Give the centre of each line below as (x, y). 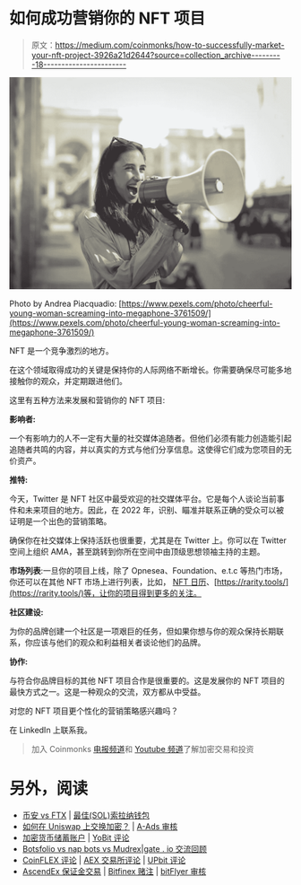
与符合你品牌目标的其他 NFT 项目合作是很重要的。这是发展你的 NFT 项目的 (147, 680)
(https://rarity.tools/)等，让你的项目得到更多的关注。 (105, 592)
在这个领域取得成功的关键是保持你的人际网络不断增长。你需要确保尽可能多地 (150, 370)
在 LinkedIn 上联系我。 (51, 730)
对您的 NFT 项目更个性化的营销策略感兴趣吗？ (94, 711)
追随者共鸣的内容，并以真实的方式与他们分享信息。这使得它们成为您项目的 (146, 449)
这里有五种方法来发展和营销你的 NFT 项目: (87, 399)
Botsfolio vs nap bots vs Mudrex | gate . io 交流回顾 (115, 848)
